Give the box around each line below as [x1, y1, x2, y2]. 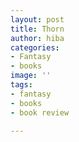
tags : [10, 80, 33, 90]
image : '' [10, 71, 52, 81]
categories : [10, 42, 60, 53]
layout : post [10, 14, 65, 25]
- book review [10, 107, 70, 118]
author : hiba [10, 33, 65, 43]
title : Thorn [10, 24, 65, 34]
